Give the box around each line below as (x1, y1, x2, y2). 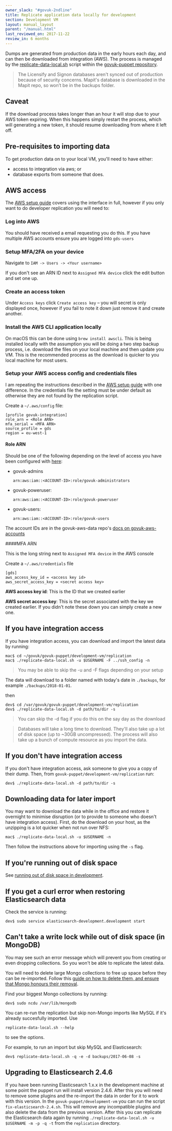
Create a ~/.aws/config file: (5, 402, 63, 409)
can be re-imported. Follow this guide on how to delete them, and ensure (5, 975, 159, 981)
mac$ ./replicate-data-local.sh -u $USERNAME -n (5, 835, 111, 840)
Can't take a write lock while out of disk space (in (5, 932, 165, 942)
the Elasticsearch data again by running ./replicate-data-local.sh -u (5, 1115, 155, 1121)
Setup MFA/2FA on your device (5, 248, 84, 255)
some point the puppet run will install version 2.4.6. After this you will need (5, 1087, 163, 1093)
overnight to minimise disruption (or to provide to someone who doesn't (5, 814, 157, 820)
